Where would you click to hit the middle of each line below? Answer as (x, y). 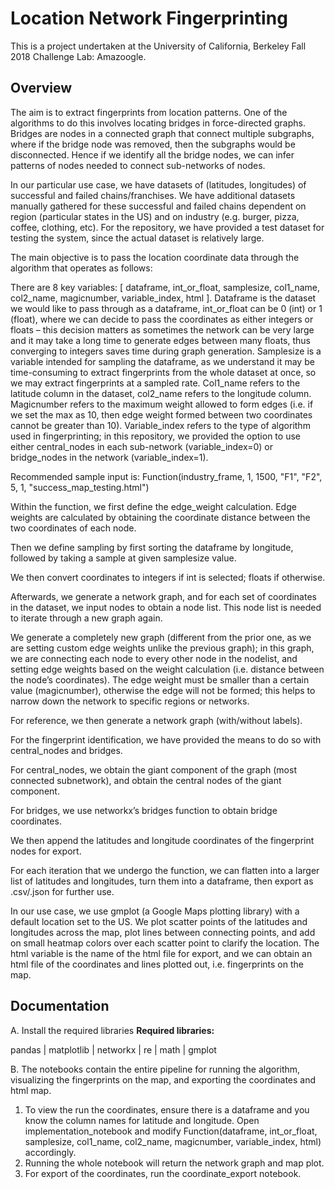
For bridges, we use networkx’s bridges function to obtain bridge (144, 810)
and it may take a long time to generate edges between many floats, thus (160, 340)
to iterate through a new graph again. (86, 618)
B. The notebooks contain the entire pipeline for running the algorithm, (155, 1069)
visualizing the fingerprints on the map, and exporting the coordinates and (163, 1079)
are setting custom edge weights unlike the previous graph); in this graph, (162, 648)
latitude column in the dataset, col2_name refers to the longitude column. (161, 393)
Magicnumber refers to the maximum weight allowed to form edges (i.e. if (162, 404)
